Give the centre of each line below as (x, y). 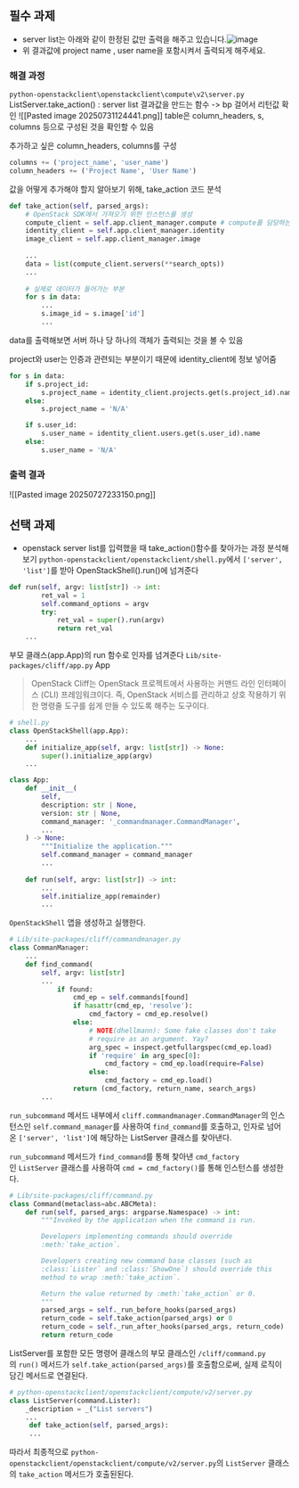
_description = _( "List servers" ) (89, 1409)
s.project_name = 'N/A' (85, 409)
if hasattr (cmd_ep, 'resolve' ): (133, 1006)
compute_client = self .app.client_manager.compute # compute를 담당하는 (158, 222)
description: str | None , (89, 805)
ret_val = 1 (64, 596)
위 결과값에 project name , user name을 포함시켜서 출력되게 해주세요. (144, 50)
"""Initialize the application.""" (107, 847)
